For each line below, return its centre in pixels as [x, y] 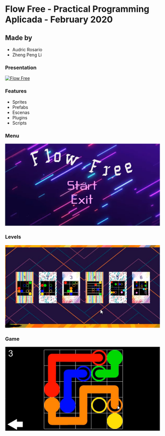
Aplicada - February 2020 [59, 19]
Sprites [19, 102]
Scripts [19, 123]
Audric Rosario [27, 50]
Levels [13, 237]
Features [16, 91]
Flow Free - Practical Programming [77, 9]
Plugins [20, 117]
